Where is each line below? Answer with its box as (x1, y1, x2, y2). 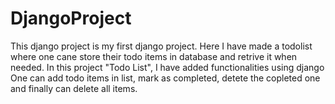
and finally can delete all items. (10, 82, 138, 94)
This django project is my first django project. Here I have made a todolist (10, 40, 313, 52)
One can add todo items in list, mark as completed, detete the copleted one (10, 72, 321, 84)
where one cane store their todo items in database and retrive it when (10, 50, 298, 62)
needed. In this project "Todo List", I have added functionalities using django (10, 61, 325, 73)
